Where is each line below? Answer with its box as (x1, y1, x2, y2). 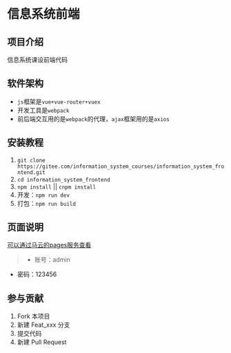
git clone (17, 157, 46, 164)
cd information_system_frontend (17, 176, 110, 183)
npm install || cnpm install (17, 182, 97, 191)
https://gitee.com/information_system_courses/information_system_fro (17, 163, 225, 170)
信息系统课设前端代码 (7, 56, 68, 64)
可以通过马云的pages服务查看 (7, 241, 92, 249)
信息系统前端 (7, 6, 81, 22)
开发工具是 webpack (17, 106, 70, 114)
